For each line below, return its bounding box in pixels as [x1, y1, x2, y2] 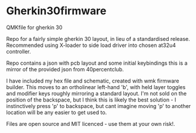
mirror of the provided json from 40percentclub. [6, 65, 124, 72]
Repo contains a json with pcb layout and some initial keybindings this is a [6, 59, 188, 66]
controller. [6, 47, 32, 55]
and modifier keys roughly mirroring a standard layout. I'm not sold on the [6, 90, 187, 97]
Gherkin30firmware [6, 4, 107, 18]
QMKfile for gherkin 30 [6, 24, 63, 31]
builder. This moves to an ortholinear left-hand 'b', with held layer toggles [6, 83, 186, 90]
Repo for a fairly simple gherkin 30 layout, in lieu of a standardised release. [6, 35, 191, 42]
